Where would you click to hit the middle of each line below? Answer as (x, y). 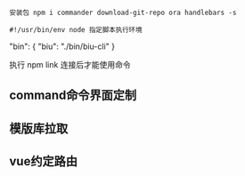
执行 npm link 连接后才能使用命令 (70, 64)
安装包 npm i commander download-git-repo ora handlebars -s (123, 12)
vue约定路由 (44, 161)
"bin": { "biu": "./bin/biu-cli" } (62, 46)
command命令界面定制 (73, 96)
